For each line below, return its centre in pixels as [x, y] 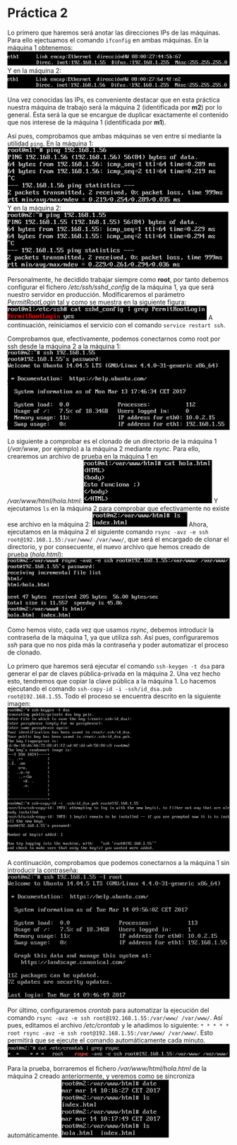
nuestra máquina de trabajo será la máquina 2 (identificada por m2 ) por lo [115, 107]
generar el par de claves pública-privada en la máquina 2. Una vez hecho [114, 674]
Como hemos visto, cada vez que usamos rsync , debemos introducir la [110, 630]
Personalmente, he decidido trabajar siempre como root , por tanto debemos [118, 279]
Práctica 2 [38, 13]
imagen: [19, 703]
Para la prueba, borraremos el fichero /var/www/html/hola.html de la [107, 1068]
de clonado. [25, 652]
